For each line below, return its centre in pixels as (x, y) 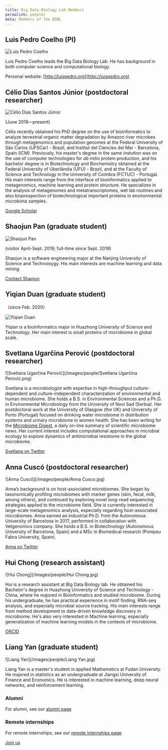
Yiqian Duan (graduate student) (56, 294)
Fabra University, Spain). (31, 537)
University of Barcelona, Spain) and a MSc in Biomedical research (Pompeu (83, 532)
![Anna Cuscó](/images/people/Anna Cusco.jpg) (55, 479)
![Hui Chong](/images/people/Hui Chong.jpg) (52, 575)
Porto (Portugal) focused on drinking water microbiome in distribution (77, 415)
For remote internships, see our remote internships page (63, 733)
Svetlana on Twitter (25, 451)
